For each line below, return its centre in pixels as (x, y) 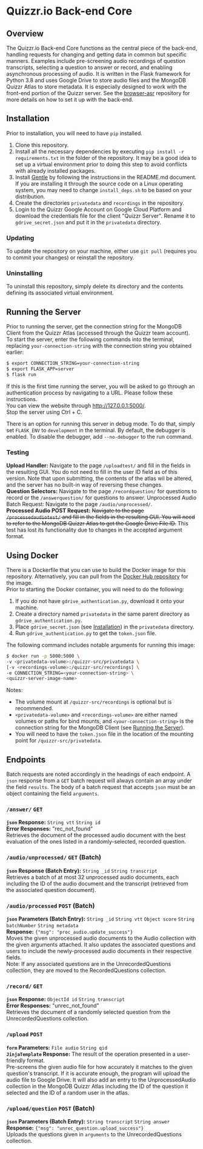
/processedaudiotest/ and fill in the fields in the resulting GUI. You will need (101, 517)
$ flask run (21, 375)
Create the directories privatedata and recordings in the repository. (100, 203)
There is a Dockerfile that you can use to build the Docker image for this (96, 570)
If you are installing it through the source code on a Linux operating (99, 184)
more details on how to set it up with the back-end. (70, 99)
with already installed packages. (55, 170)
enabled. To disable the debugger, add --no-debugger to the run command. (99, 436)
